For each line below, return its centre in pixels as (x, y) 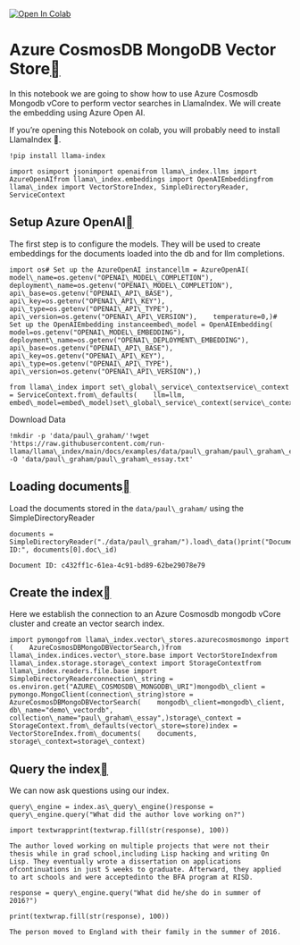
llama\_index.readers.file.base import (83, 671)
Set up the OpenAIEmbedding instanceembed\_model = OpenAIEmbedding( (142, 325)
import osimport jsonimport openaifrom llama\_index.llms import (133, 171)
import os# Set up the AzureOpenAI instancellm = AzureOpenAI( (129, 270)
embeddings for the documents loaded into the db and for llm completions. (147, 253)
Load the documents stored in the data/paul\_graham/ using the (126, 508)
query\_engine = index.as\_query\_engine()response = (112, 807)
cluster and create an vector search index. (87, 624)
